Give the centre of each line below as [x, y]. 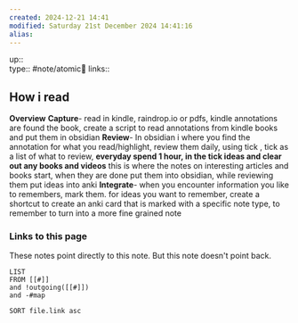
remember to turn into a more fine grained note [96, 213]
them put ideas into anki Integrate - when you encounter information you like [149, 185]
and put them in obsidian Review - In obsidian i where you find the [130, 137]
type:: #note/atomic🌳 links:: [60, 69]
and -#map [28, 295]
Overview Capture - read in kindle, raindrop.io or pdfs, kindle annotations [144, 119]
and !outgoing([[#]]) [49, 288]
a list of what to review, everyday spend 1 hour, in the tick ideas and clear [145, 156]
